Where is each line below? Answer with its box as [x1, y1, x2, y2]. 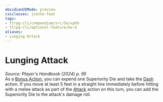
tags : [5, 16, 16, 21]
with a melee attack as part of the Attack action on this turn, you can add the [5, 86, 159, 92]
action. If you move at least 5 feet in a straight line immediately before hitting [5, 81, 159, 87]
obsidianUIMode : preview [5, 7, 55, 12]
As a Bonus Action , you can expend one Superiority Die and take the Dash [5, 76, 154, 82]
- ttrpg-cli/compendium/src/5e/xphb [5, 20, 79, 26]
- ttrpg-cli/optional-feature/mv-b [5, 25, 77, 30]
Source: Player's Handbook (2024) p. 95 [5, 71, 87, 76]
